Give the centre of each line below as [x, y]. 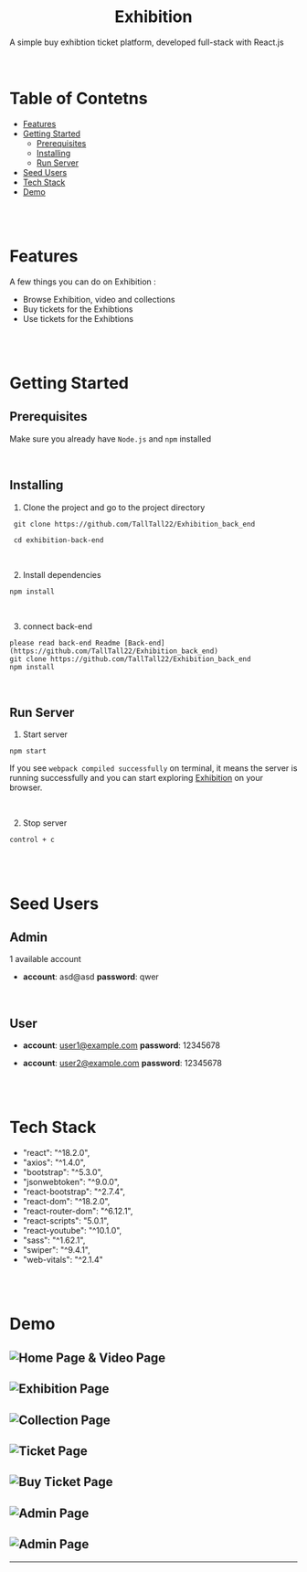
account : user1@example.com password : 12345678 [122, 1045]
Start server [45, 734]
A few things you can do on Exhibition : [83, 282]
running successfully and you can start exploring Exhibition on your [136, 778]
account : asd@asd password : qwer [91, 977]
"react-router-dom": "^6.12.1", [78, 1211]
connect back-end [58, 626]
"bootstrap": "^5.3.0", [63, 1172]
